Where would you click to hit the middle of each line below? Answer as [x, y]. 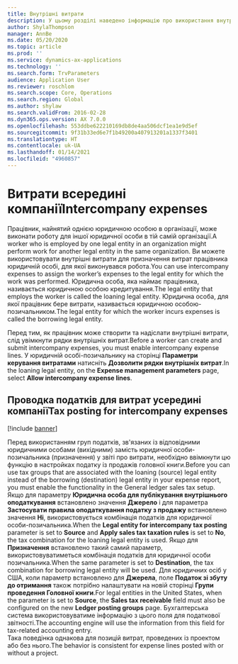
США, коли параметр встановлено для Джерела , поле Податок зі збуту [118, 578]
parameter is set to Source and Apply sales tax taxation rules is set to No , [117, 532]
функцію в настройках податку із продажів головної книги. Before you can [119, 464]
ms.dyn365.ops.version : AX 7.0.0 [57, 119]
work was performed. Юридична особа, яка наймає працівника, [103, 281]
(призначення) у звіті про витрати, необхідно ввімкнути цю [141, 457]
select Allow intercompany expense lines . [70, 378]
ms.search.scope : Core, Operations [60, 93]
